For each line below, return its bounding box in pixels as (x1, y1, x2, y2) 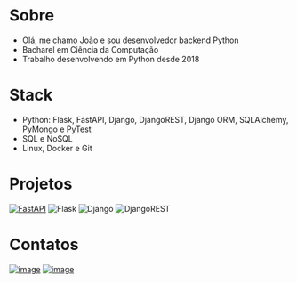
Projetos (9, 174, 73, 194)
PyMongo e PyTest (21, 124, 92, 134)
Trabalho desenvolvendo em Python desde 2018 (21, 53, 200, 64)
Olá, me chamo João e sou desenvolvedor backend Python (21, 35, 239, 45)
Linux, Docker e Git (21, 142, 93, 153)
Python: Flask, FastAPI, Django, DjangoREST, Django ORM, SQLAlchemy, (21, 114, 289, 125)
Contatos (9, 235, 79, 255)
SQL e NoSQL (21, 133, 73, 143)
